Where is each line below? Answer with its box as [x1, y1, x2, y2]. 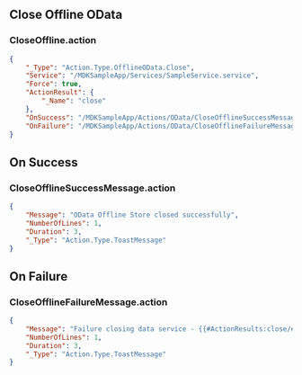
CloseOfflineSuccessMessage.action [9, 182, 176, 194]
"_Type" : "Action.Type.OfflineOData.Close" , [25, 63, 195, 72]
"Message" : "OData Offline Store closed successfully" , [25, 210, 240, 219]
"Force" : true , [25, 80, 83, 89]
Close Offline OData [9, 7, 123, 22]
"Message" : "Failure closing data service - [25, 324, 195, 334]
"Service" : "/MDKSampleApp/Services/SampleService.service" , [25, 71, 259, 80]
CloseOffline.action [9, 34, 97, 47]
